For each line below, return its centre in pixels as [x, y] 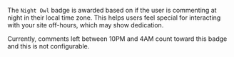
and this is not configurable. [49, 46]
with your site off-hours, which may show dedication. [86, 25]
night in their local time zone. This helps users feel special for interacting [114, 18]
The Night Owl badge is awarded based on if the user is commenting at [112, 10]
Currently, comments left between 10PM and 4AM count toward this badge [117, 39]
